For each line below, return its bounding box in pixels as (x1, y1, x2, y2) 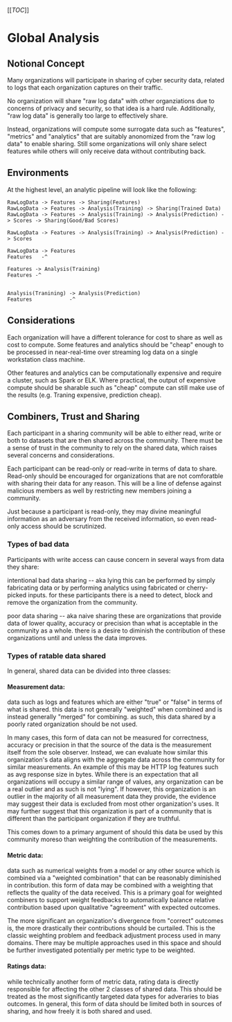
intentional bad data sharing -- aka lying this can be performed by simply (7, 576, 216, 584)
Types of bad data (7, 540, 69, 549)
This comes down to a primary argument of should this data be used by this (7, 828, 223, 836)
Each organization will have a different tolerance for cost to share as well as (7, 333, 223, 342)
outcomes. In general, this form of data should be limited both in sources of (7, 999, 222, 1007)
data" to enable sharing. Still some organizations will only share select (7, 140, 207, 148)
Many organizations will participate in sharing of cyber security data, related (7, 76, 225, 84)
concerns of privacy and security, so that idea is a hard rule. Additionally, (7, 104, 216, 112)
